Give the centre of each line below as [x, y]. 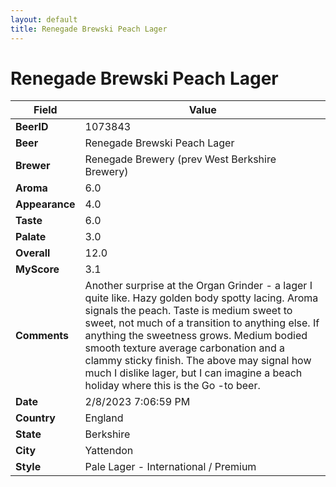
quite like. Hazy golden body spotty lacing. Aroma [201, 298]
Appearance [45, 204]
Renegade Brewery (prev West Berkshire [180, 159]
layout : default [44, 19]
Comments [42, 336]
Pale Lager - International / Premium [170, 467]
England [104, 418]
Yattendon [109, 451]
